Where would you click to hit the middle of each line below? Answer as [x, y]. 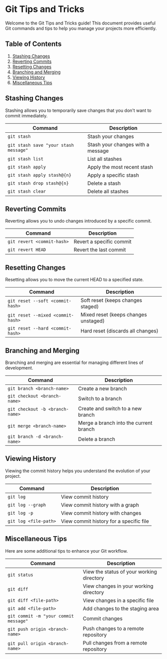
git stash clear [27, 191]
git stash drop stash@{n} [38, 183]
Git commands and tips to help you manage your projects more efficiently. [81, 28]
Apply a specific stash [113, 175]
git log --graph [27, 505]
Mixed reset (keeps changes [114, 315]
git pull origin [27, 643]
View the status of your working [120, 572]
